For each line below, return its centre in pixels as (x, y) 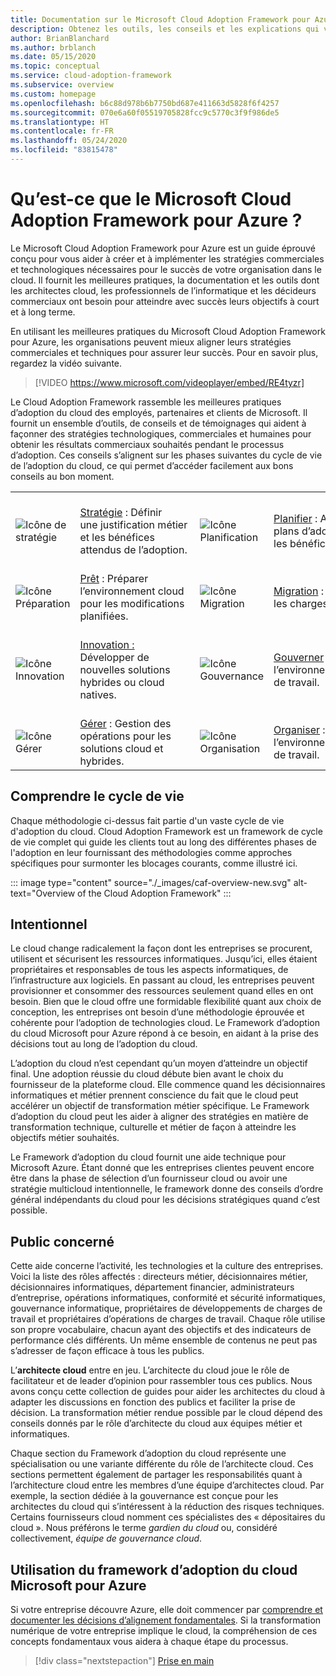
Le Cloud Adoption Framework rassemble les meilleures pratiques (146, 402)
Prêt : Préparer (114, 578)
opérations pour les (125, 736)
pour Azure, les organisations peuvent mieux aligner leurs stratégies (151, 342)
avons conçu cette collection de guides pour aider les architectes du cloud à (168, 1392)
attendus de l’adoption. (133, 549)
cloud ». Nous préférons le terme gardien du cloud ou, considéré (144, 1528)
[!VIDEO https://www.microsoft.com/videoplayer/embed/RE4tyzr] (169, 382)
